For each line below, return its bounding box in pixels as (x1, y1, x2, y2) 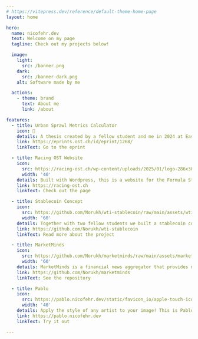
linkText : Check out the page (16, 188, 91, 194)
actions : (11, 90, 33, 96)
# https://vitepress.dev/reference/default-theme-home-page (6, 8, 157, 15)
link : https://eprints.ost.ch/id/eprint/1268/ (16, 139, 133, 145)
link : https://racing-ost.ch (16, 182, 88, 189)
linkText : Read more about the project (16, 231, 115, 238)
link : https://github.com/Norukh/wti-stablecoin (16, 226, 138, 232)
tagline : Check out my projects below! (11, 41, 110, 47)
